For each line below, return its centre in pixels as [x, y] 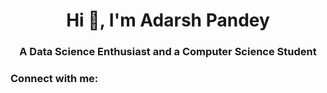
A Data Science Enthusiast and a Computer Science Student [168, 52]
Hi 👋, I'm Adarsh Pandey [168, 20]
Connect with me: [54, 79]
